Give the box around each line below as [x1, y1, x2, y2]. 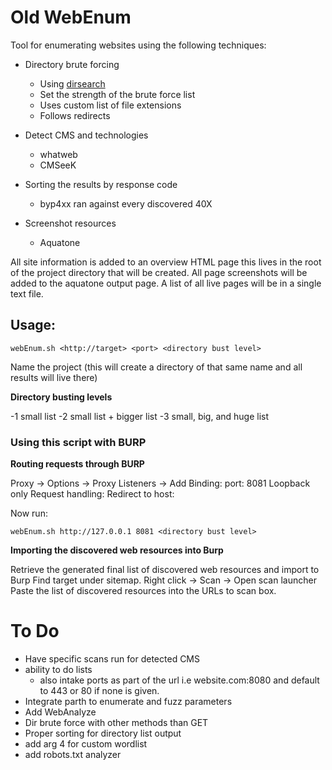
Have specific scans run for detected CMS [24, 652, 200, 665]
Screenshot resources [24, 217, 117, 229]
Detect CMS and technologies [24, 129, 149, 141]
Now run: [10, 507, 48, 520]
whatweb [39, 148, 78, 160]
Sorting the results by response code [24, 178, 178, 190]
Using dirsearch [39, 77, 106, 90]
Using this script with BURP [10, 435, 147, 449]
